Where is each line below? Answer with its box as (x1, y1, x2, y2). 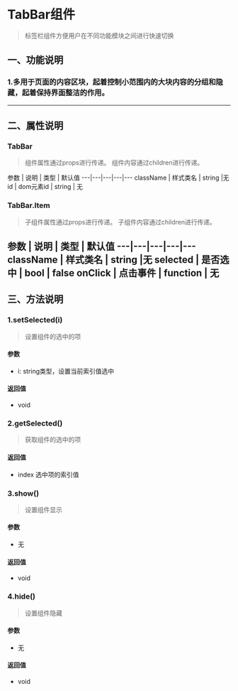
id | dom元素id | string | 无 (7, 183, 84, 191)
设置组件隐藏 (24, 609, 62, 617)
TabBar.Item (7, 200, 51, 210)
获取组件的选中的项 (24, 435, 81, 444)
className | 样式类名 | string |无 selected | (7, 254, 200, 266)
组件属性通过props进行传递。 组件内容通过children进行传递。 (24, 158, 204, 167)
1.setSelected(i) (7, 315, 63, 325)
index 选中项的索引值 (17, 470, 79, 479)
